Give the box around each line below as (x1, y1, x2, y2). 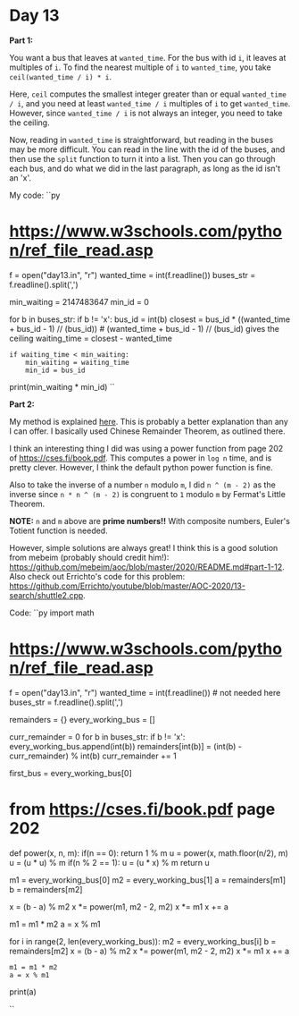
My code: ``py (9, 190, 61, 200)
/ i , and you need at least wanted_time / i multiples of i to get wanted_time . (9, 97, 291, 108)
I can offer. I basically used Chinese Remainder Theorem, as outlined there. (9, 426, 286, 436)
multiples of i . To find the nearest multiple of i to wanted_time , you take (9, 62, 271, 72)
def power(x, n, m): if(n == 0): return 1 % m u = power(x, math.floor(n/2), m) (9, 847, 288, 859)
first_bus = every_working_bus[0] (9, 767, 132, 778)
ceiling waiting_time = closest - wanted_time (9, 333, 172, 343)
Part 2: (9, 399, 35, 410)
